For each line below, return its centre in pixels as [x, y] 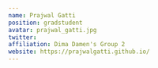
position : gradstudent [45, 23]
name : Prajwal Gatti [42, 15]
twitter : [23, 37]
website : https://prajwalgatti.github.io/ [79, 52]
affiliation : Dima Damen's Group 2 [67, 45]
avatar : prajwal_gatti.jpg [53, 30]
